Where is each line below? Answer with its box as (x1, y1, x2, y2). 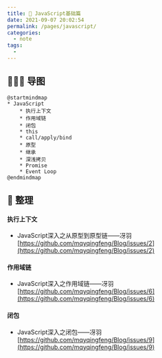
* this (19, 128, 38, 135)
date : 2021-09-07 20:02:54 (7, 16, 84, 23)
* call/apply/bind (19, 134, 72, 141)
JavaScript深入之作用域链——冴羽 (16, 280, 115, 288)
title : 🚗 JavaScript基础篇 (7, 10, 81, 17)
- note (13, 36, 32, 43)
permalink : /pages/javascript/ (7, 23, 97, 30)
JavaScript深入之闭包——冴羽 (16, 328, 102, 336)
